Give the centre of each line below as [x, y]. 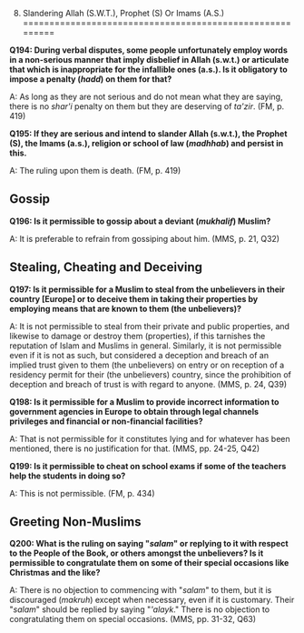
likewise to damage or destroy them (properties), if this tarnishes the [137, 336]
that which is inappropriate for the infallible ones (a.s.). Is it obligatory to [148, 69]
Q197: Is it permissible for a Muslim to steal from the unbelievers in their [147, 289]
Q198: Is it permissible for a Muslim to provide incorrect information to [144, 402]
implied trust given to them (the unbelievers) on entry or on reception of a [147, 365]
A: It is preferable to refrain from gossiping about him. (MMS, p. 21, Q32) [144, 238]
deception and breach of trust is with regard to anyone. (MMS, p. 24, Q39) [148, 384]
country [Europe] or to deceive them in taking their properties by [134, 298]
